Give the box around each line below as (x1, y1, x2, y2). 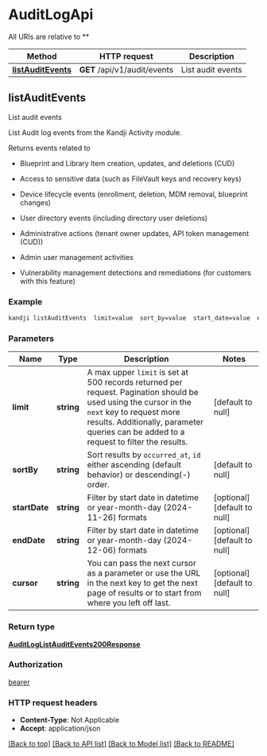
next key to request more (87, 407, 180, 418)
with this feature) (19, 276, 75, 285)
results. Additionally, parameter (87, 417, 204, 428)
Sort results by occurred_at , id (87, 449, 201, 460)
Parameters (8, 332, 54, 343)
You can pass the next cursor (87, 558, 196, 569)
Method (26, 50, 57, 61)
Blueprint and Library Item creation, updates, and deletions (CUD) (19, 158, 235, 168)
